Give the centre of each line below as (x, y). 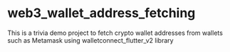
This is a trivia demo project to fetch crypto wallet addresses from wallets (115, 33)
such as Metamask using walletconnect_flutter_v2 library (90, 40)
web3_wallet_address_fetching (101, 13)
